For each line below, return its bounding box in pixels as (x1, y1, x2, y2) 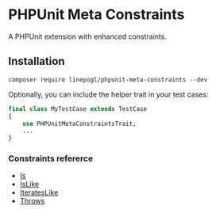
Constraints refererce (8, 153, 94, 164)
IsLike (19, 180, 40, 189)
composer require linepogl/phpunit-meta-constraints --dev (8, 75, 208, 84)
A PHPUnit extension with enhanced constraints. (8, 32, 167, 41)
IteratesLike (19, 188, 59, 197)
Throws (19, 196, 45, 206)
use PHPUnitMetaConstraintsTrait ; (22, 120, 137, 127)
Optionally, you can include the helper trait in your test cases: (8, 89, 209, 99)
